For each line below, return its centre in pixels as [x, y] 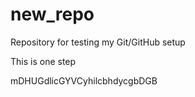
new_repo [52, 14]
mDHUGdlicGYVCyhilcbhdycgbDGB [84, 80]
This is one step [43, 61]
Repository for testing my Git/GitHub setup [98, 42]
